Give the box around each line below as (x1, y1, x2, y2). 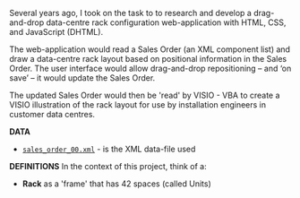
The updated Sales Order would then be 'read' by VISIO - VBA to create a (9, 90, 280, 100)
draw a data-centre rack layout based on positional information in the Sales (9, 54, 287, 64)
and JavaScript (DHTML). (9, 27, 104, 37)
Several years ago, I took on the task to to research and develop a (9, 8, 253, 18)
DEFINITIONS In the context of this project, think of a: (9, 161, 208, 171)
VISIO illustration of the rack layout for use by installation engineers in (9, 99, 267, 110)
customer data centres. (9, 109, 96, 119)
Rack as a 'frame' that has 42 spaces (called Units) (21, 178, 212, 189)
